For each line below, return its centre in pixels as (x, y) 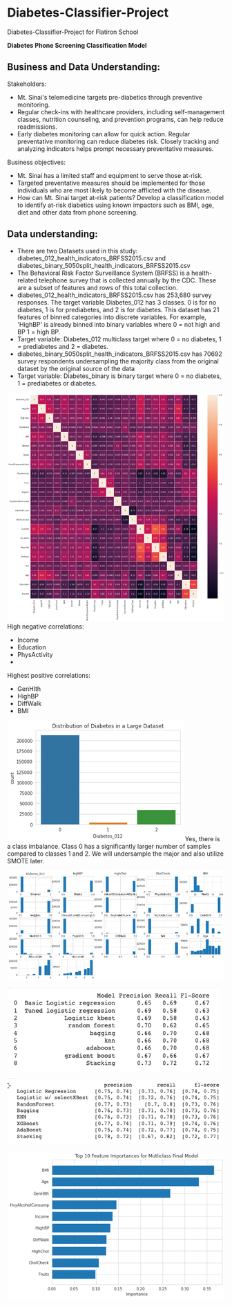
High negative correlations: (46, 627)
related (27, 280)
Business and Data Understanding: (84, 67)
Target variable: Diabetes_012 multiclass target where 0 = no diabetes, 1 (119, 339)
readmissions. (37, 127)
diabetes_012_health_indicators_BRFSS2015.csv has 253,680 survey (114, 295)
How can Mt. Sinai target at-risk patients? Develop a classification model (120, 197)
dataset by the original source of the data (76, 368)
